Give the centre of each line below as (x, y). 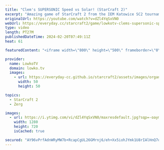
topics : (13, 95)
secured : (14, 140)
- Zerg (16, 104)
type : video (17, 28)
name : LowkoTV (24, 64)
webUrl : (13, 23)
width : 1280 (26, 122)
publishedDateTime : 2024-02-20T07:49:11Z (48, 37)
